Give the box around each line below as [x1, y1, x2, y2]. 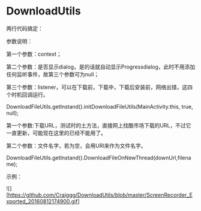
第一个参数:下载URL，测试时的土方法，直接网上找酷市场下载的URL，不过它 [6, 121, 191, 129]
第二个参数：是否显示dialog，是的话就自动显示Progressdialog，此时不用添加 [6, 63, 196, 70]
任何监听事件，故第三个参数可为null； [6, 70, 100, 78]
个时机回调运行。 [6, 91, 49, 98]
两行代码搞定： [6, 25, 43, 32]
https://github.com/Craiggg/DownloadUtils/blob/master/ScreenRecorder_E [8, 191, 193, 198]
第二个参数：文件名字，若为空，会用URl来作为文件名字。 [6, 142, 146, 149]
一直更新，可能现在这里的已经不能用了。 [6, 129, 106, 136]
